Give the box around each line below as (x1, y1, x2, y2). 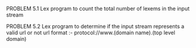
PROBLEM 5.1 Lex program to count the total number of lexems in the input (6, 5, 190, 12)
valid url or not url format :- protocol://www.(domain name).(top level (6, 29, 175, 36)
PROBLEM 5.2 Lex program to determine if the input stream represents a (6, 23, 185, 30)
